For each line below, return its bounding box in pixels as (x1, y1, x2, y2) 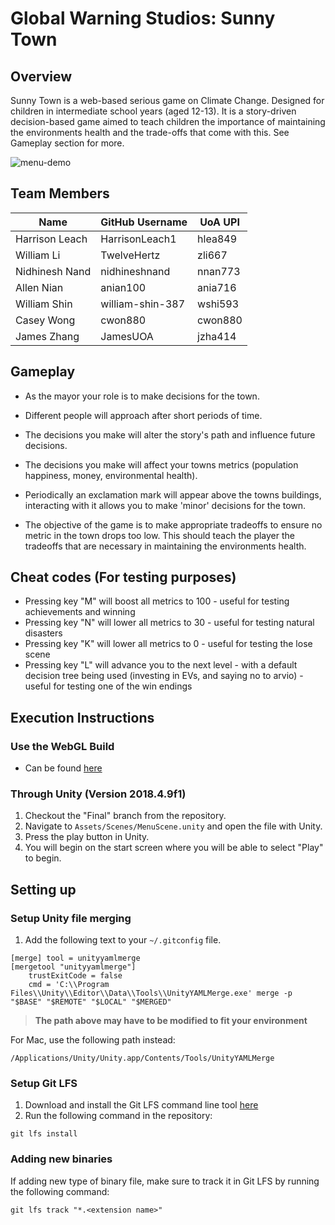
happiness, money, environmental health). (24, 469, 198, 481)
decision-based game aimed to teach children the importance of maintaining (10, 116, 326, 127)
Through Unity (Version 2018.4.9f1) (10, 787, 187, 801)
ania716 (197, 280, 237, 294)
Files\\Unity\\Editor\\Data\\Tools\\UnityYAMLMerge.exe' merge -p (10, 988, 293, 999)
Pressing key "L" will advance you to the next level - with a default (24, 659, 298, 671)
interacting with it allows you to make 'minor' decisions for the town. (24, 499, 307, 511)
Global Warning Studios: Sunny (10, 7, 276, 30)
